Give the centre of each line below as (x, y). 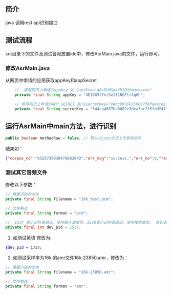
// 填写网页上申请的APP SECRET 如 (48, 104)
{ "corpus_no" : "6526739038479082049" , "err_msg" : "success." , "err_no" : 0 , (82, 159)
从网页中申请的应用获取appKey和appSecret (51, 80)
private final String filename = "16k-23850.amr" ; (60, 272)
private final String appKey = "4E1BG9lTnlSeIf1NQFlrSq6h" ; (80, 95)
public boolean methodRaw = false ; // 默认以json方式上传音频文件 (73, 138)
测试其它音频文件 (26, 172)
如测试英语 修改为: (32, 238)
